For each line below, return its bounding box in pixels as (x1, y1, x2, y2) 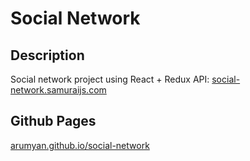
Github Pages (10, 113, 97, 130)
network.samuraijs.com (10, 84, 107, 96)
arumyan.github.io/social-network (10, 139, 150, 151)
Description (10, 47, 85, 64)
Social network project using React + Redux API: (10, 73, 210, 85)
